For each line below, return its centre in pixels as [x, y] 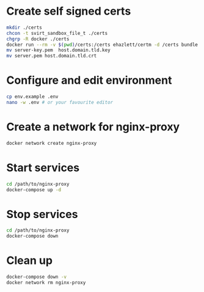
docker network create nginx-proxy [52, 143]
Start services [43, 168]
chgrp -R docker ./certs [38, 39]
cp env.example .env [33, 97]
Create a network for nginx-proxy [93, 127]
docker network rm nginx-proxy [46, 282]
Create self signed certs [69, 11]
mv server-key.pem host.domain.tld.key [59, 50]
